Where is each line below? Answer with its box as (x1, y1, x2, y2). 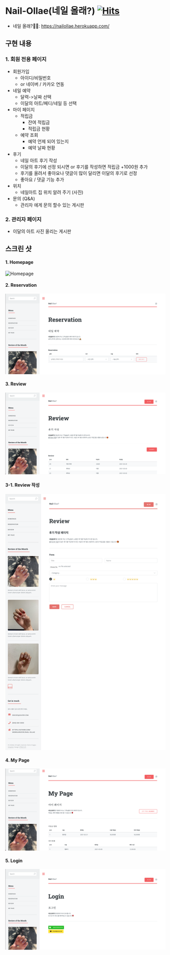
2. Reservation (5, 282, 37, 288)
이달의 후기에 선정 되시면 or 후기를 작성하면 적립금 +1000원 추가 (20, 164, 148, 170)
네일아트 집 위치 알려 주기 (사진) (20, 189, 83, 195)
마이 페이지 (12, 106, 35, 112)
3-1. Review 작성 (5, 482, 40, 488)
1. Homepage (5, 259, 34, 265)
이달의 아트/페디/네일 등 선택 (20, 100, 77, 106)
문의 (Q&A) (12, 195, 36, 201)
